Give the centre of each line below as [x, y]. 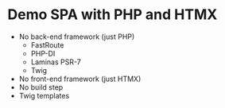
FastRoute [47, 44]
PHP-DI [43, 53]
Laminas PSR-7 [56, 62]
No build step [41, 87]
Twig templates [44, 95]
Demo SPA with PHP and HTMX [112, 15]
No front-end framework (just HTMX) [80, 79]
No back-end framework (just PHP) [77, 37]
